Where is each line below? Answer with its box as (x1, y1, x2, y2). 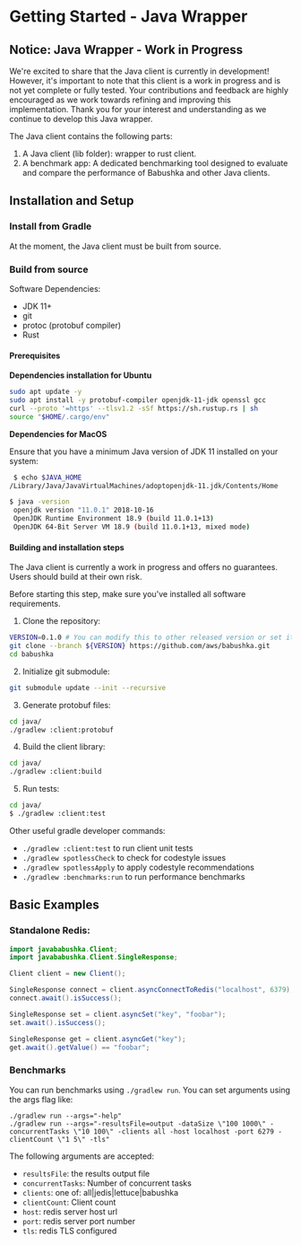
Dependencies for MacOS (9, 428, 107, 439)
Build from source (9, 263, 89, 276)
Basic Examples (9, 898, 100, 913)
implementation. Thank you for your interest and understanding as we (9, 104, 267, 114)
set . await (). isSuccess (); (9, 1018, 106, 1027)
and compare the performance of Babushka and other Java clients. (21, 168, 271, 178)
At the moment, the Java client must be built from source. (9, 241, 222, 251)
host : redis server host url (21, 1206, 118, 1217)
